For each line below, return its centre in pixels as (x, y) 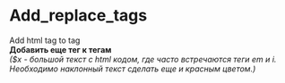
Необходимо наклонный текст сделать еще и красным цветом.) (133, 69)
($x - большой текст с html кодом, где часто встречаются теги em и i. (143, 59)
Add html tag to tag (45, 40)
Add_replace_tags (78, 16)
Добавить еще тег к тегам (60, 49)
